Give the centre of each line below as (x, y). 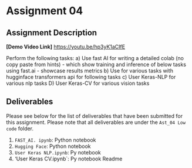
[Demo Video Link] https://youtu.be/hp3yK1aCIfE (65, 47)
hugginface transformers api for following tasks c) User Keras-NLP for (91, 77)
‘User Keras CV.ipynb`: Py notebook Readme (68, 159)
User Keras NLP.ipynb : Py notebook (58, 152)
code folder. (20, 129)
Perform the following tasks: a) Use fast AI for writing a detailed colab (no (95, 58)
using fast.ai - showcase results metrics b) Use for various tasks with (90, 71)
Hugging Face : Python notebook (53, 146)
